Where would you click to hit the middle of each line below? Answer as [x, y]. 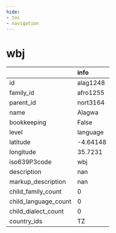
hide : [13, 12]
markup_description [38, 182]
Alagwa [88, 113]
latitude [20, 142]
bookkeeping [28, 122]
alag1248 [91, 83]
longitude [23, 152]
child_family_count [35, 192]
